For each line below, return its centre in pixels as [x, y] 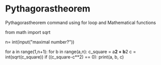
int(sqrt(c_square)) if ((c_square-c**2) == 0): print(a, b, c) [64, 57]
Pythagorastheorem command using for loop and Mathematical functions [80, 22]
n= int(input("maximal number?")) [40, 42]
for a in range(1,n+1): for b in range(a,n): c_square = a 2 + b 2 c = [71, 51]
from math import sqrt [28, 32]
